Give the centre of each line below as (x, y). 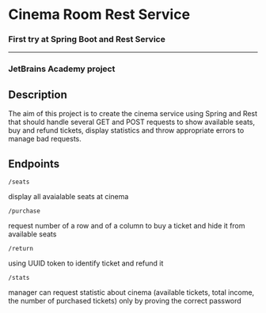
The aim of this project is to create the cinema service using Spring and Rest (133, 114)
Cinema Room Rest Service (99, 15)
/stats (19, 278)
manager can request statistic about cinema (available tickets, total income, (131, 292)
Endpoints (34, 164)
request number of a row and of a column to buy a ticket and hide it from (127, 226)
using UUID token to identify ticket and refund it (86, 263)
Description (38, 94)
